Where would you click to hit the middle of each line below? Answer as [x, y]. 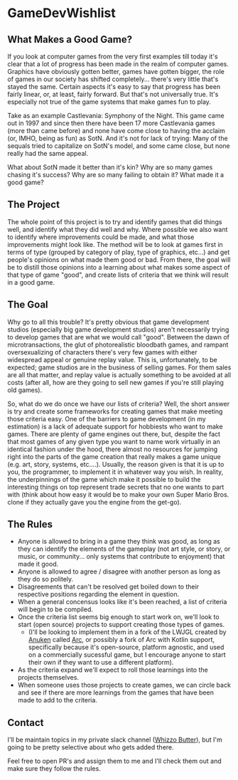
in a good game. [31, 282]
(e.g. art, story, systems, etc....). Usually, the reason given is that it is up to [116, 464]
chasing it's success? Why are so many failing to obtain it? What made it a [116, 175]
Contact [26, 723]
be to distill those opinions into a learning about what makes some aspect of [119, 267]
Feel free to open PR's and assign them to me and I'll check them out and [114, 761]
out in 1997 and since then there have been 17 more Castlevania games [111, 123]
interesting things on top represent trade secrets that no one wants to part [116, 487]
